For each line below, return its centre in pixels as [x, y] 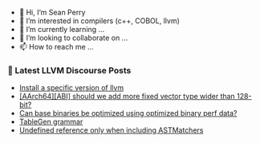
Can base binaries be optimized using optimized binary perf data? [128, 113]
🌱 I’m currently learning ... [62, 29]
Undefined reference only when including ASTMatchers [111, 130]
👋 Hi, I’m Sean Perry [52, 12]
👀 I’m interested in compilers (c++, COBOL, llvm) [99, 21]
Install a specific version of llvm [71, 88]
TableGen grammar [51, 122]
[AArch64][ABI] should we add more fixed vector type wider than [127, 97]
